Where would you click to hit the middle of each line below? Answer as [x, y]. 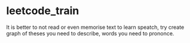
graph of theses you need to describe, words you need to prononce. [90, 33]
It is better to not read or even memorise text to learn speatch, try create [95, 27]
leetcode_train [43, 11]
